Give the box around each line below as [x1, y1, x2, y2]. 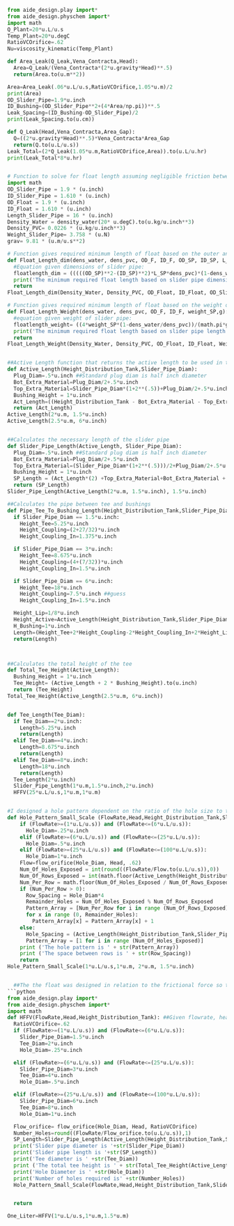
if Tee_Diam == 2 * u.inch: [13, 717, 82, 724]
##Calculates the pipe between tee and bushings [7, 500, 151, 508]
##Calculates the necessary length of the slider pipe [7, 436, 170, 443]
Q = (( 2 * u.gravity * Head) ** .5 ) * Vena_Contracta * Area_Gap [13, 134, 170, 142]
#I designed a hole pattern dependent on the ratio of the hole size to [7, 808, 223, 815]
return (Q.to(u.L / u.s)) [13, 141, 79, 148]
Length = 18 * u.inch [19, 763, 70, 770]
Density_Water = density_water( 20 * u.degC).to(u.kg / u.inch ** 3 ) [7, 218, 195, 226]
